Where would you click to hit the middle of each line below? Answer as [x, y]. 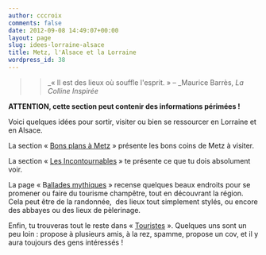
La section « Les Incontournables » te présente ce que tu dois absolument [129, 160]
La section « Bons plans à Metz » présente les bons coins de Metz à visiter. [131, 145]
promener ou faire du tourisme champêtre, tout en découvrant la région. [126, 193]
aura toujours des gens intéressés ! [66, 242]
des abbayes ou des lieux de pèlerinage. [75, 210]
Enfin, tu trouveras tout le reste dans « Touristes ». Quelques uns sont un [127, 225]
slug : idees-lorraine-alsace [56, 45]
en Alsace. [25, 130]
